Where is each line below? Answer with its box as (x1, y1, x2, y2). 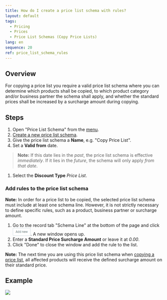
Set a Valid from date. (12, 143, 58, 149)
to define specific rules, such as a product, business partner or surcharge (5, 207, 157, 213)
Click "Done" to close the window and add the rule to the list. (12, 241, 138, 247)
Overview (5, 70, 36, 78)
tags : (5, 19, 16, 24)
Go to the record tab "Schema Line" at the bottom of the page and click (12, 222, 160, 228)
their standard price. (5, 262, 47, 268)
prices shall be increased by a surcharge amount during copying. (5, 99, 139, 105)
